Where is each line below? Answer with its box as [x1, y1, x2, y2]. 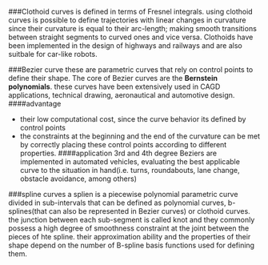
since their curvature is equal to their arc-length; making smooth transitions [8, 24, 258, 33]
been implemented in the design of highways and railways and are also [8, 41, 242, 50]
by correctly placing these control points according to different [19, 140, 227, 149]
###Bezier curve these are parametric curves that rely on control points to [8, 65, 254, 74]
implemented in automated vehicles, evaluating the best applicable [19, 157, 240, 167]
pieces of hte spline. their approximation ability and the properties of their [8, 232, 251, 241]
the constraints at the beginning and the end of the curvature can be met [19, 131, 261, 141]
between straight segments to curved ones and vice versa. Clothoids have [8, 32, 254, 42]
